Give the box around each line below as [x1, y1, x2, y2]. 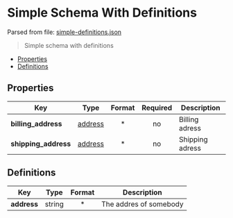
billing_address [10, 119, 62, 128]
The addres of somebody [101, 199, 184, 209]
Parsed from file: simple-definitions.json [7, 28, 122, 36]
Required [141, 103, 173, 112]
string [44, 199, 64, 209]
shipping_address [10, 139, 71, 149]
